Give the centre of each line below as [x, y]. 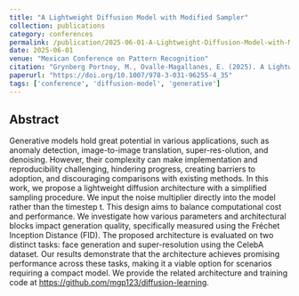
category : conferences [51, 34]
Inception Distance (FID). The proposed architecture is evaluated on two [141, 236]
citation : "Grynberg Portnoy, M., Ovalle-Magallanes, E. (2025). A [137, 68]
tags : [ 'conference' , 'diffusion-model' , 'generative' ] [115, 84]
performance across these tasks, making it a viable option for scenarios [141, 264]
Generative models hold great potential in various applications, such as [139, 141]
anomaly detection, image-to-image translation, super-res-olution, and [139, 150]
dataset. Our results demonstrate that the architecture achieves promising [145, 254]
